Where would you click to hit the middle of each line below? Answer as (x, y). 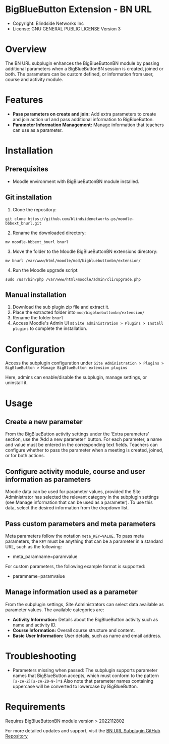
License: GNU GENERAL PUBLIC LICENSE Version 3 (67, 28)
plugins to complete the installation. (50, 328)
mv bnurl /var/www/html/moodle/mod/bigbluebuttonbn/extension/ (73, 261)
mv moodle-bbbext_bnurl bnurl (37, 242)
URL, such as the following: (34, 547)
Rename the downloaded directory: (49, 233)
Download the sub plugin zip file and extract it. (61, 307)
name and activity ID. (34, 625)
